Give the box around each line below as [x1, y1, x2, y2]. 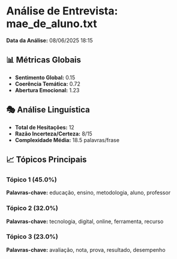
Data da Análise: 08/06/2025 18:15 [6, 37, 93, 44]
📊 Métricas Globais [6, 55, 82, 65]
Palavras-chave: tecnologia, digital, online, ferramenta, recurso [6, 218, 164, 225]
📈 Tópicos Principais [6, 154, 87, 164]
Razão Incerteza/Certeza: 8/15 [14, 130, 93, 137]
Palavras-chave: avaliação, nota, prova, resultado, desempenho [6, 246, 166, 253]
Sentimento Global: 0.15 [14, 74, 76, 81]
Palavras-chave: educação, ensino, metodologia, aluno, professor [6, 189, 171, 196]
